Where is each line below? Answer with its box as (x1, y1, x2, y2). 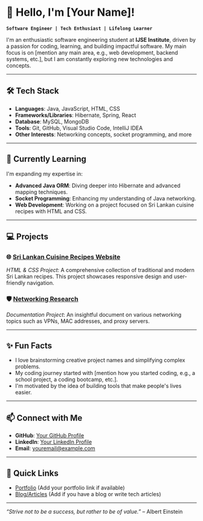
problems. (14, 363, 40, 370)
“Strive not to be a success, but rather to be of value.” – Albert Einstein (6, 508, 183, 515)
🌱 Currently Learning (6, 154, 86, 164)
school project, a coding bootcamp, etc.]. (14, 376, 118, 383)
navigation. (27, 279, 54, 287)
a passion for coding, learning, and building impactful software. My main (6, 42, 187, 50)
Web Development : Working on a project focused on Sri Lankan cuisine (14, 201, 195, 208)
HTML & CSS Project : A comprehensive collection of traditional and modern (6, 267, 195, 274)
